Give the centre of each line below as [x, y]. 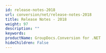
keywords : [16, 33]
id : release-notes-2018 [30, 10]
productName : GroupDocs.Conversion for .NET [53, 38]
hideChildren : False [27, 43]
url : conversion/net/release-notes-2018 [49, 15]
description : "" [22, 29]
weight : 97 [17, 24]
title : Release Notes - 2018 [36, 19]
